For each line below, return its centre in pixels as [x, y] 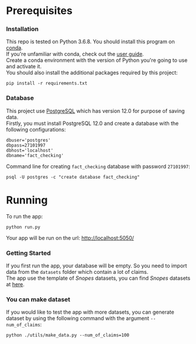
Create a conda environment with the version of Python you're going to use [97, 60]
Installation [23, 29]
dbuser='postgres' [28, 140]
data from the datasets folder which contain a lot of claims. [77, 272]
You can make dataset [38, 299]
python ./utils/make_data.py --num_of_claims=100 [68, 335]
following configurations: [36, 129]
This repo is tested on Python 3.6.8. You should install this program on [91, 41]
